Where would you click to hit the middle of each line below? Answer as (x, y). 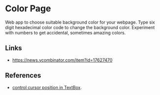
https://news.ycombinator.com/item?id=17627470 (62, 60)
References (23, 76)
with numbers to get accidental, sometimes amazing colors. (66, 32)
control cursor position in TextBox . (47, 87)
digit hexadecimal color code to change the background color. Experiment (80, 27)
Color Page (28, 9)
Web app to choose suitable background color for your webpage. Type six (80, 22)
